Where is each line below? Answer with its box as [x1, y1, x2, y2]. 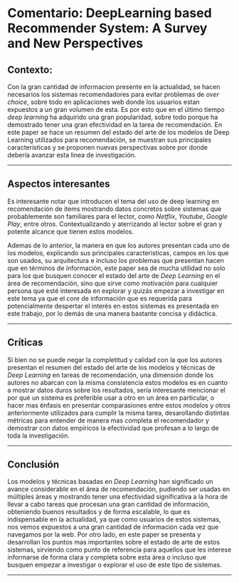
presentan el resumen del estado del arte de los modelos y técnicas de [7, 363, 216, 371]
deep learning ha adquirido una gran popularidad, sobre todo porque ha [7, 113, 218, 121]
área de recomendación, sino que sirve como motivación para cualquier [7, 279, 218, 287]
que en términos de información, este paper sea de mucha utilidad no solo [7, 264, 225, 272]
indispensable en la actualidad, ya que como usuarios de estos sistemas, [7, 515, 221, 524]
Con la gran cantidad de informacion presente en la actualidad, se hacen [7, 83, 221, 91]
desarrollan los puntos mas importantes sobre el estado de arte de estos [7, 538, 221, 547]
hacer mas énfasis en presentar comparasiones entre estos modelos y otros [7, 401, 231, 409]
